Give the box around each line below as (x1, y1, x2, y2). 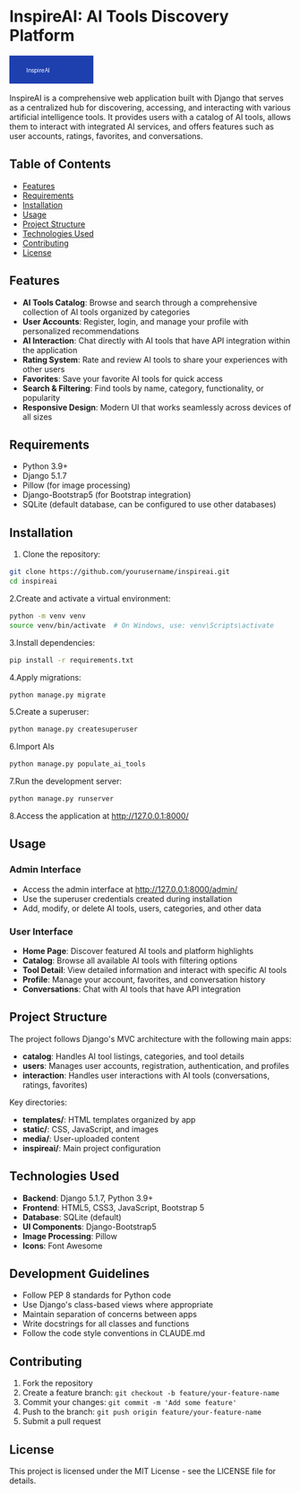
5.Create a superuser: (9, 707, 90, 717)
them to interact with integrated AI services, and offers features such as (9, 121, 275, 132)
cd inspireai (9, 577, 58, 586)
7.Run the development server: (9, 776, 123, 786)
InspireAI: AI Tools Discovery (9, 6, 229, 27)
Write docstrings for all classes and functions (21, 1318, 190, 1329)
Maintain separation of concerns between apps (21, 1309, 197, 1320)
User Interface (9, 925, 73, 938)
